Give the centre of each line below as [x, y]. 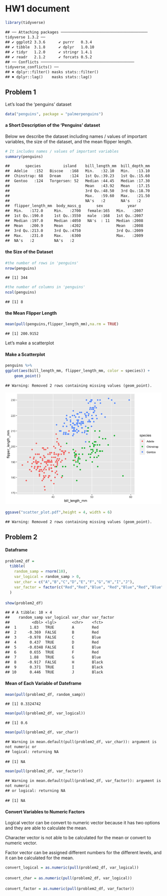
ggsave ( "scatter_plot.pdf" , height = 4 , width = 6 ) [59, 512]
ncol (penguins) [21, 292]
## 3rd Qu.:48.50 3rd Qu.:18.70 [78, 191]
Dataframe [16, 550]
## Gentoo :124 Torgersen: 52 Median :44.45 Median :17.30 [78, 181]
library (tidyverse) [25, 22]
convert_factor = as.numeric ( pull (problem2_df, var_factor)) [70, 889]
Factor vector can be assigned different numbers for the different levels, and [83, 853]
